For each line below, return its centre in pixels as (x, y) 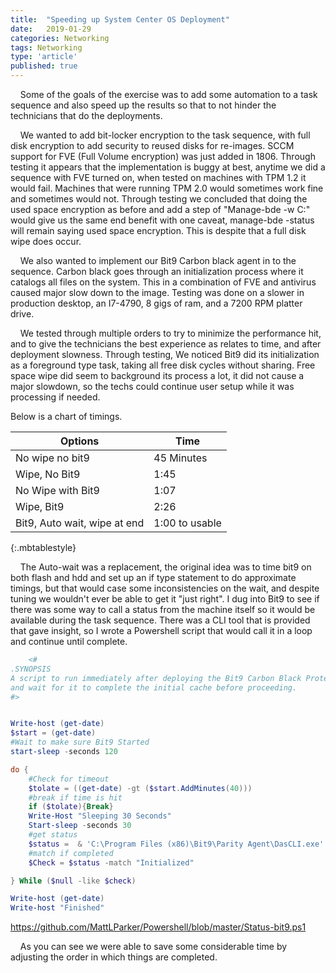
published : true (44, 66)
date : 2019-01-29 (51, 29)
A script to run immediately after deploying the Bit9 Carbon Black (156, 678)
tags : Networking (46, 47)
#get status (53, 835)
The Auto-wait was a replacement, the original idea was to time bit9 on (165, 567)
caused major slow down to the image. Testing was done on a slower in (157, 292)
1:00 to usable (187, 523)
